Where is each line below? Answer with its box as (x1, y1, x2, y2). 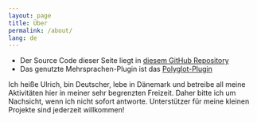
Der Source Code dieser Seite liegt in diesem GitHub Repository (19, 56, 229, 65)
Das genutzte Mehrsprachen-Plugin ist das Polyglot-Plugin (19, 65, 212, 74)
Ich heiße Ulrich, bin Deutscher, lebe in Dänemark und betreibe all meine (8, 80, 246, 89)
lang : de (8, 33, 37, 42)
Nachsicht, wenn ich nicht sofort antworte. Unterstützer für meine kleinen (8, 96, 250, 106)
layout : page (8, 11, 52, 20)
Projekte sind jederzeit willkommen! (8, 105, 125, 115)
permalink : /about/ (8, 26, 73, 34)
